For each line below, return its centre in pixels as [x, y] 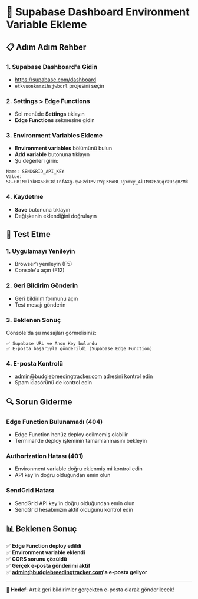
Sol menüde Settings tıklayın [50, 114]
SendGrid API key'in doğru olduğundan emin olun [75, 503]
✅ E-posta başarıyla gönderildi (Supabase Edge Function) [79, 349]
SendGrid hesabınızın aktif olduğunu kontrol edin [74, 509]
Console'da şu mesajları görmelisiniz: [51, 333]
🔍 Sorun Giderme [39, 402]
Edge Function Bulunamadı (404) [55, 422]
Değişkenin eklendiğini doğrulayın [56, 216]
